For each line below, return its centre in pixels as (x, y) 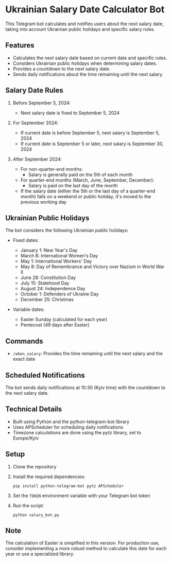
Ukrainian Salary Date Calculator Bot (85, 10)
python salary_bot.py (36, 515)
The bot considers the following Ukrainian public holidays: (67, 231)
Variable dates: (29, 309)
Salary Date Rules (34, 90)
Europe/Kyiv (26, 438)
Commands (24, 341)
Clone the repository (35, 466)
